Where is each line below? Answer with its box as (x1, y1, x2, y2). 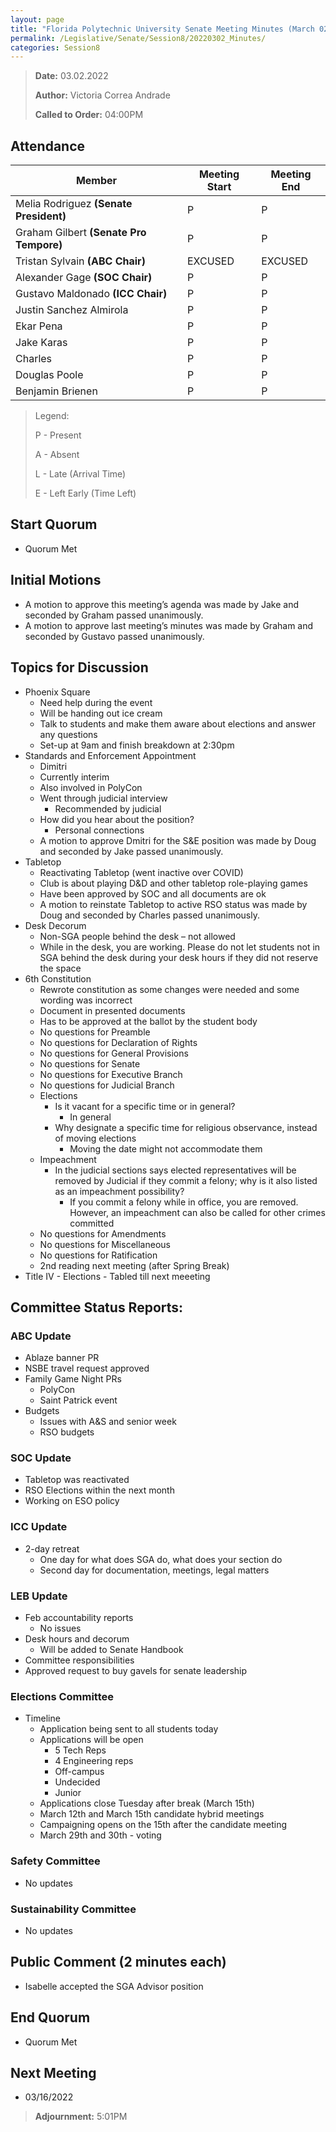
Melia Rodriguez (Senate (15, 197, 133, 211)
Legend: (34, 410, 70, 422)
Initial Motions (10, 572, 102, 589)
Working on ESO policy (24, 1495, 120, 1507)
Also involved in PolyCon (39, 781, 143, 793)
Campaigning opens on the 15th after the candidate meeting (39, 1819, 287, 1831)
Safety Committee (10, 1854, 101, 1868)
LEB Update (10, 1589, 68, 1603)
